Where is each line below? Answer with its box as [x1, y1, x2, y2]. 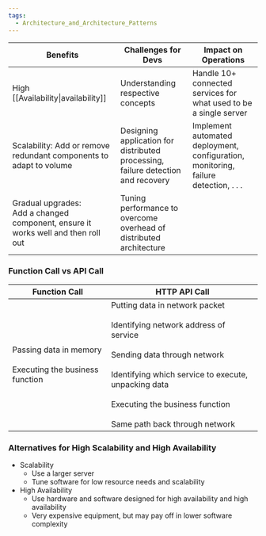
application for [120, 135, 174, 146]
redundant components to [12, 150, 109, 161]
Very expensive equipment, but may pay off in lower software [31, 511, 233, 520]
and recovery [120, 174, 170, 186]
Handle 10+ [192, 67, 237, 78]
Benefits [46, 49, 79, 60]
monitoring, [192, 159, 235, 170]
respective [120, 87, 160, 98]
